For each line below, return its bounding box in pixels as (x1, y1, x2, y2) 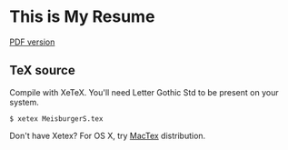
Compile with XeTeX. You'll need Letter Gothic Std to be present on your (9, 86, 279, 97)
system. (9, 96, 39, 107)
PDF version (9, 36, 55, 47)
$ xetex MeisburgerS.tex (9, 114, 104, 124)
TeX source (9, 63, 75, 78)
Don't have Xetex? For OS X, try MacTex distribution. (9, 130, 206, 141)
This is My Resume (9, 6, 155, 27)
